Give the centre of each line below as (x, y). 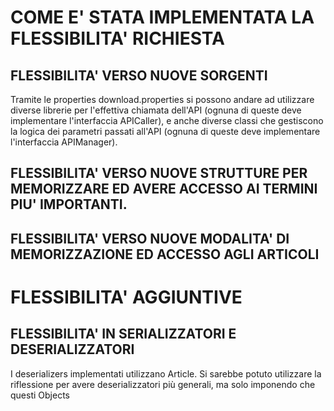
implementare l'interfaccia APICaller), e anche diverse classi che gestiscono (167, 120)
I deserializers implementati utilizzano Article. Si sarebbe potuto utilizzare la (166, 373)
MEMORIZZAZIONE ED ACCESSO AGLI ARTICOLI (165, 254)
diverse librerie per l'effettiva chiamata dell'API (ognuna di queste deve (156, 110)
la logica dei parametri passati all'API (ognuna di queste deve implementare (165, 131)
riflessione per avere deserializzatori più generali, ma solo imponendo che (163, 384)
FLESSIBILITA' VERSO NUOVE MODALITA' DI (150, 238)
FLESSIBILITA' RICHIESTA (117, 38)
